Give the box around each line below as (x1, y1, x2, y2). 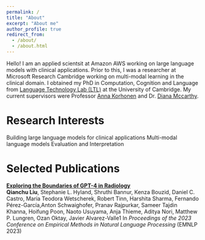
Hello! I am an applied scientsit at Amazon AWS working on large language (6, 59, 195, 67)
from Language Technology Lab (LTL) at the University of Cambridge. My (6, 85, 192, 93)
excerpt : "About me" (6, 20, 59, 26)
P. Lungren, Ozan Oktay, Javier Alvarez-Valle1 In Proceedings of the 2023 (6, 214, 192, 222)
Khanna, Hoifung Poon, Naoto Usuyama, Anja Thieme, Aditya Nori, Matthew (6, 208, 198, 215)
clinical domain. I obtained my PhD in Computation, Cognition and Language (6, 79, 199, 86)
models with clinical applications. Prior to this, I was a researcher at (6, 66, 176, 73)
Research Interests (6, 114, 105, 128)
